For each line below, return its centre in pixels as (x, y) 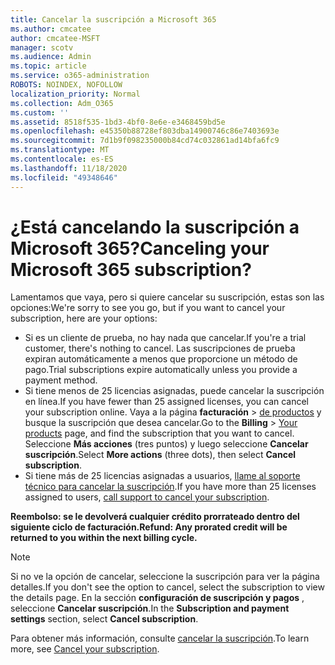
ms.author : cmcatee (51, 29)
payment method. (61, 380)
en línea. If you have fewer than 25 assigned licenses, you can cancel (167, 402)
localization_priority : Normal (75, 94)
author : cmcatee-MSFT (55, 38)
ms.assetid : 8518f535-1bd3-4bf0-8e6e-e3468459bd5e (118, 122)
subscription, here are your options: (84, 318)
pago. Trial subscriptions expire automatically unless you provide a (161, 370)
